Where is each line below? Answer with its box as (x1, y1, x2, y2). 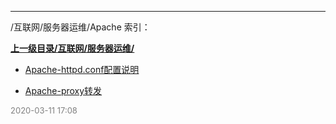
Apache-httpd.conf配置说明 (24, 64, 140, 75)
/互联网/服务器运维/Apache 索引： (10, 21, 151, 33)
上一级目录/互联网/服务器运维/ (10, 42, 135, 54)
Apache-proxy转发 (24, 85, 103, 96)
